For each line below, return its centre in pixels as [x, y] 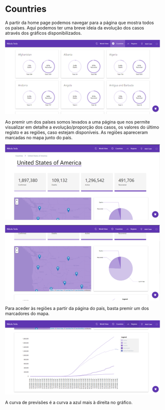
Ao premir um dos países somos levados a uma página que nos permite [78, 122]
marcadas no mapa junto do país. [39, 138]
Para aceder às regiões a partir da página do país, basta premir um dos [77, 308]
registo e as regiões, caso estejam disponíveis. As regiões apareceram [77, 132]
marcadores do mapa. [27, 313]
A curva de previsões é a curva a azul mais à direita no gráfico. [69, 402]
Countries [26, 9]
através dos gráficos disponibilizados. [43, 33]
